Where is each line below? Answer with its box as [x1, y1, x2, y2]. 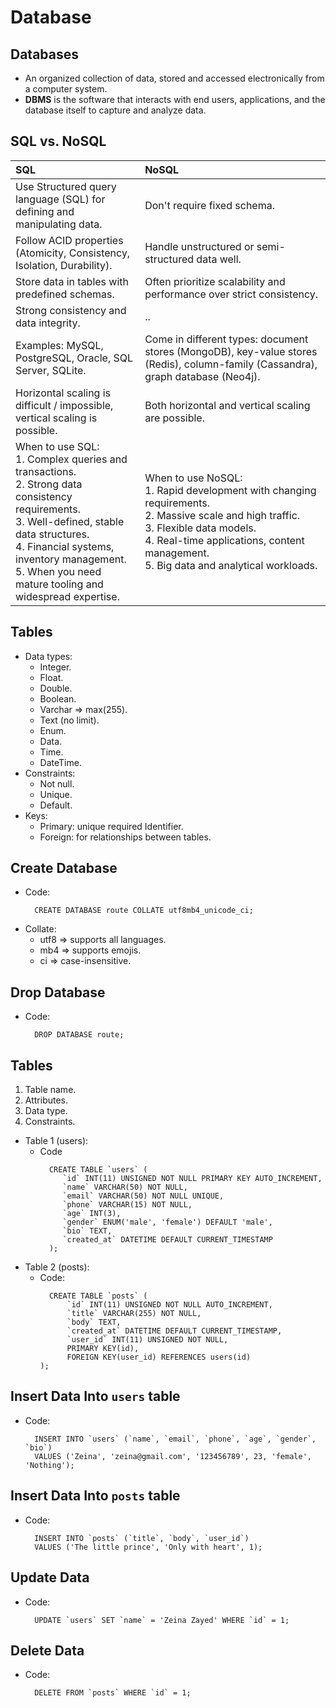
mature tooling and [15, 577, 104, 591]
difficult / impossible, [15, 398, 114, 412]
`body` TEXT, [66, 1317, 122, 1328]
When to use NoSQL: [144, 471, 243, 485]
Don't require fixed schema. [144, 198, 275, 212]
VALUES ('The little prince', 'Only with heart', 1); [34, 1542, 263, 1552]
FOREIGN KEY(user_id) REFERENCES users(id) [66, 1352, 252, 1363]
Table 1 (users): [24, 1135, 89, 1147]
